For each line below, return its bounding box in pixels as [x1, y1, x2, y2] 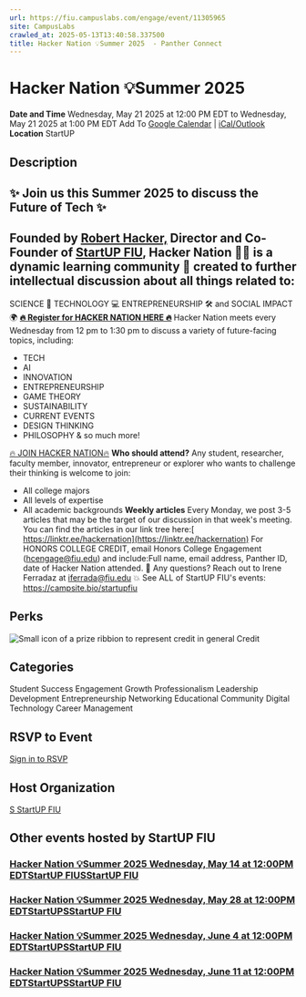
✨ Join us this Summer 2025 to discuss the [9, 185, 260, 200]
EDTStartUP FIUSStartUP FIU [9, 869, 139, 882]
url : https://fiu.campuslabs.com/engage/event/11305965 [9, 13, 226, 23]
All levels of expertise [22, 494, 104, 506]
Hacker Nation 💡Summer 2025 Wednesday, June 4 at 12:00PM [9, 930, 293, 942]
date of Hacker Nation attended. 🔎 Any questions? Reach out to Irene [22, 562, 282, 573]
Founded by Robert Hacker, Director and [9, 231, 243, 246]
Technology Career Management [9, 703, 134, 714]
